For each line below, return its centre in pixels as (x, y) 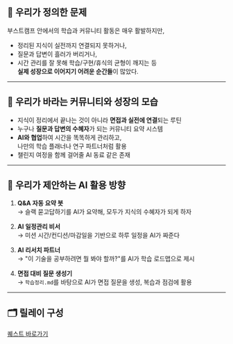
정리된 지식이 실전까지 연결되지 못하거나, (72, 45)
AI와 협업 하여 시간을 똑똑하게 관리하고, (69, 137)
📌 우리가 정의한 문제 (47, 13)
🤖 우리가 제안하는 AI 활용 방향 (67, 185)
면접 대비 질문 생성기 (45, 274)
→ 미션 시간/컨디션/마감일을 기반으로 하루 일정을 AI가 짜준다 (98, 236)
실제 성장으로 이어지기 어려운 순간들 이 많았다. (78, 71)
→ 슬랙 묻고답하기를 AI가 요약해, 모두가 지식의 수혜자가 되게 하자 (104, 212)
